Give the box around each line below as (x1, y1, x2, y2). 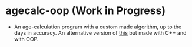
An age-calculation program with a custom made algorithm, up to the (14, 23, 182, 30)
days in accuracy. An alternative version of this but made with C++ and (14, 29, 187, 36)
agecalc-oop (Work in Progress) (5, 4, 166, 17)
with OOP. (14, 35, 39, 42)
